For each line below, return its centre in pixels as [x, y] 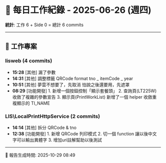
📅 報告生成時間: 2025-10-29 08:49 [40, 155]
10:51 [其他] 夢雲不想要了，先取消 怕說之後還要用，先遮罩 [71, 84]
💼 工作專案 [21, 47]
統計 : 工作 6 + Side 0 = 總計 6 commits [44, 25]
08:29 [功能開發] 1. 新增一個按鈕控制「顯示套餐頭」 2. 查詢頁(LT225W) [84, 91]
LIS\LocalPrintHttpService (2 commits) [53, 116]
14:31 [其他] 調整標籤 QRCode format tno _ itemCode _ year [73, 78]
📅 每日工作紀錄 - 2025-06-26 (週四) [78, 10]
